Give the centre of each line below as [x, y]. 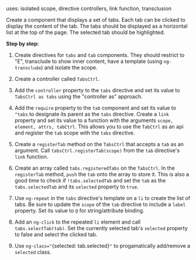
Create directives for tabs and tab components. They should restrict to [99, 55]
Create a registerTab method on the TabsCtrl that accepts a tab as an [99, 144]
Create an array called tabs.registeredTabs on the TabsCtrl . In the [95, 168]
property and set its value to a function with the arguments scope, [94, 120]
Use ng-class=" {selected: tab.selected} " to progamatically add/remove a [102, 246]
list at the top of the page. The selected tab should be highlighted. [86, 32]
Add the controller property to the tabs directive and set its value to [97, 90]
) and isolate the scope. [69, 67]
